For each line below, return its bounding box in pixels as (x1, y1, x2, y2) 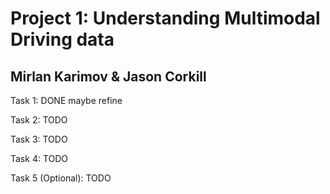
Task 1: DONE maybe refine (10, 95, 123, 106)
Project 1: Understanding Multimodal (10, 7, 321, 30)
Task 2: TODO (10, 114, 68, 126)
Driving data (10, 28, 115, 51)
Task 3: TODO (10, 133, 68, 145)
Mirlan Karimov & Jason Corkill (10, 68, 207, 85)
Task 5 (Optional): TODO (10, 172, 112, 184)
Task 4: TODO (10, 153, 69, 164)
